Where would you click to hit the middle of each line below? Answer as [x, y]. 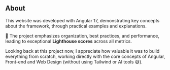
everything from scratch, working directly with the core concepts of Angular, [85, 56]
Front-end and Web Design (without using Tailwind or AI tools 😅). [74, 62]
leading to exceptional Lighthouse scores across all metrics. [69, 41]
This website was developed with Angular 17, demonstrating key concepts [82, 20]
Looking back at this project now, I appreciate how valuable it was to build [82, 51]
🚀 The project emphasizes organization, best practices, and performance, [82, 36]
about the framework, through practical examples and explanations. [76, 26]
